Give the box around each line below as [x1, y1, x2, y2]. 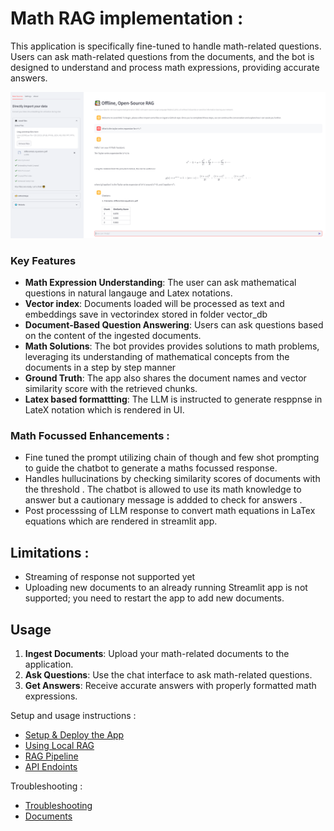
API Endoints [24, 760, 78, 772]
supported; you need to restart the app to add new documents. [24, 592, 285, 604]
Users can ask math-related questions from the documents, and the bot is [10, 50, 315, 62]
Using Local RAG [24, 739, 95, 751]
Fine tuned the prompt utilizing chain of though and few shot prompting [24, 452, 320, 464]
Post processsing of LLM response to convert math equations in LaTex [24, 505, 316, 517]
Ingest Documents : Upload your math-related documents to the [24, 647, 290, 659]
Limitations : [10, 544, 90, 561]
